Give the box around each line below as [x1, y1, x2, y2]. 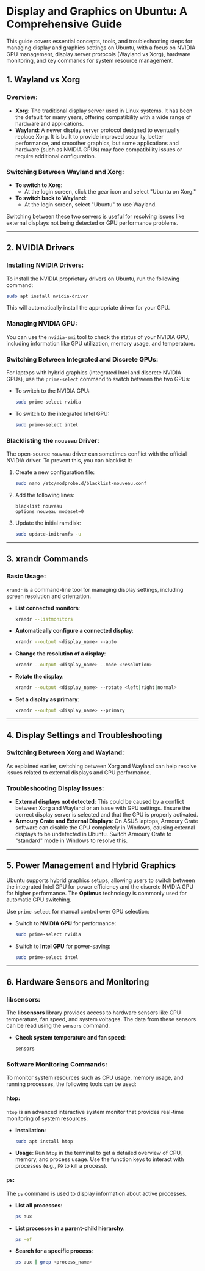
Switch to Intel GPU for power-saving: [15, 942, 111, 950]
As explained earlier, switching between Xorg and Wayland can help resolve [6, 762, 197, 770]
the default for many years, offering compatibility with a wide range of [15, 113, 192, 120]
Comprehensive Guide [6, 17, 123, 31]
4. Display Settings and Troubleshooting [6, 730, 163, 740]
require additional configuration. [15, 152, 96, 159]
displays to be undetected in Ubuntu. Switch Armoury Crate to [15, 830, 172, 837]
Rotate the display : [15, 673, 64, 680]
